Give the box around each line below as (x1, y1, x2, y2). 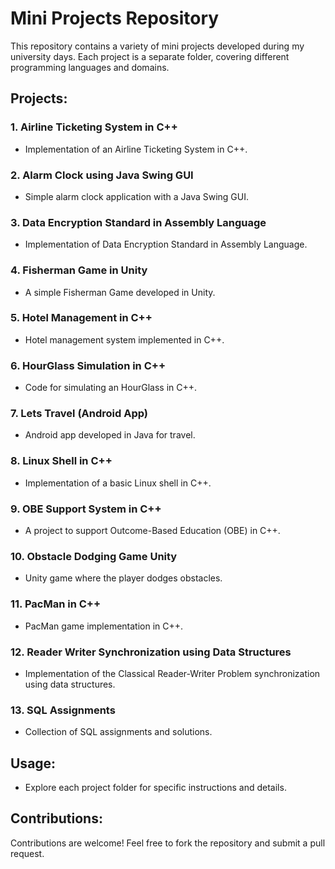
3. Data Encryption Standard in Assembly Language (10, 215, 267, 229)
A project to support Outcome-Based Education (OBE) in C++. (24, 525, 281, 536)
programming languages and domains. (10, 61, 170, 73)
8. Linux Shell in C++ (10, 454, 113, 468)
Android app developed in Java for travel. (24, 429, 196, 441)
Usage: (10, 755, 57, 772)
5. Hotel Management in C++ (10, 311, 153, 325)
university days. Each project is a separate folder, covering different (10, 50, 290, 62)
